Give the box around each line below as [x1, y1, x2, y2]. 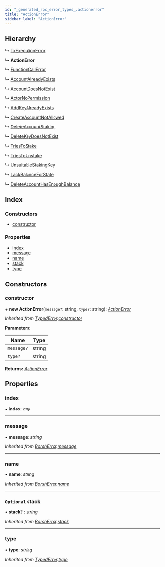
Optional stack [5, 498, 41, 505]
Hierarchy [5, 34, 36, 43]
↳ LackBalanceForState [5, 172, 54, 178]
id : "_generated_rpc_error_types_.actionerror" [5, 7, 105, 12]
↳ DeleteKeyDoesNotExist [5, 133, 59, 139]
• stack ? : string [5, 509, 38, 515]
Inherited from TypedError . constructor [5, 315, 82, 321]
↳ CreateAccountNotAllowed [5, 114, 65, 121]
